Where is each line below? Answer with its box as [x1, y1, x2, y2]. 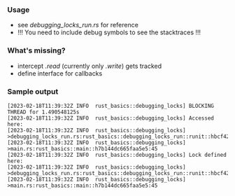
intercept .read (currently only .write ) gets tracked [17, 62, 162, 70]
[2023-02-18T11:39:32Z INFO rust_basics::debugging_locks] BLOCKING [7, 102, 215, 109]
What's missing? [7, 45, 66, 55]
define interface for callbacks [17, 69, 103, 78]
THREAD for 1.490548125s [7, 108, 80, 115]
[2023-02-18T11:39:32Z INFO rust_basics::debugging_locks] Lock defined [7, 151, 227, 158]
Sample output [7, 86, 59, 96]
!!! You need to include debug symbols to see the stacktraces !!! [17, 28, 201, 36]
